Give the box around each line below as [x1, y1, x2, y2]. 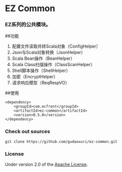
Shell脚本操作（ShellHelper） [12, 68, 71, 73]
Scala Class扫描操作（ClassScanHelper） [12, 62, 95, 68]
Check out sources [5, 128, 51, 135]
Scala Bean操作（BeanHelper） [12, 55, 75, 61]
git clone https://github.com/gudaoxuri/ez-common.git [5, 139, 118, 144]
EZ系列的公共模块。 [5, 21, 51, 28]
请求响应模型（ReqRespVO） [12, 80, 70, 86]
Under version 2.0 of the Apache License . [5, 161, 88, 168]
